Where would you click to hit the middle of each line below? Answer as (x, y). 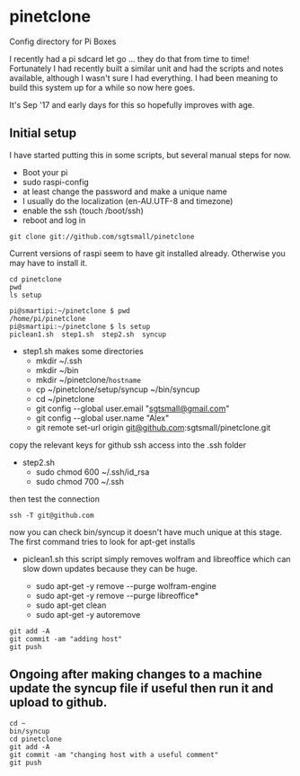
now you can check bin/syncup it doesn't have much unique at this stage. (146, 531)
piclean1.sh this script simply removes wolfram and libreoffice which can (156, 558)
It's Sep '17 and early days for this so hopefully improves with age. (132, 104)
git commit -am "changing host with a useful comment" (114, 754)
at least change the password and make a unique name (124, 192)
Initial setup (43, 134)
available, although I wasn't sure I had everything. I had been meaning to (144, 77)
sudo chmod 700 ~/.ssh (79, 481)
